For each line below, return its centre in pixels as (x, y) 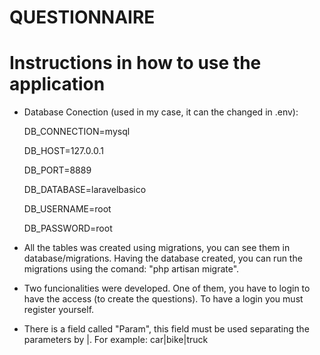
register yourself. (59, 310)
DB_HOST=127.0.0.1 (63, 151)
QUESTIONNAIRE (82, 17)
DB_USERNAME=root (67, 209)
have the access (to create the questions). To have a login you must (163, 299)
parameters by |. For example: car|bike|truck (116, 340)
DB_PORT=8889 (57, 170)
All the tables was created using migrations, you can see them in (157, 248)
